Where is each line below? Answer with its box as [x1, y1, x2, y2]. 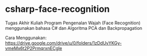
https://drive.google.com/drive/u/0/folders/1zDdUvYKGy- [5, 40, 122, 46]
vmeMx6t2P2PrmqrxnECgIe [5, 45, 62, 51]
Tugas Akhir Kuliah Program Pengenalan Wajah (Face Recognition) [5, 20, 141, 26]
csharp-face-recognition [5, 3, 110, 15]
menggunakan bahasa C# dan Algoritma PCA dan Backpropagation [5, 25, 143, 31]
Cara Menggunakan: [5, 35, 47, 41]
